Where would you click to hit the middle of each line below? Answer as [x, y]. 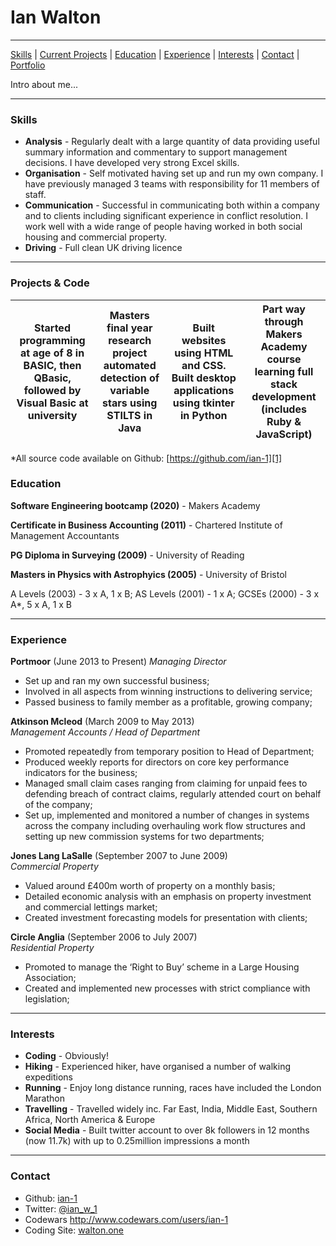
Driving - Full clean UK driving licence [103, 248]
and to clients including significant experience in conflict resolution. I [166, 216]
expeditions [49, 1077]
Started [52, 328]
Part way [284, 309]
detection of [129, 378]
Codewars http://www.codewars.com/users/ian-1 [126, 1219]
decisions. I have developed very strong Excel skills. [132, 163]
